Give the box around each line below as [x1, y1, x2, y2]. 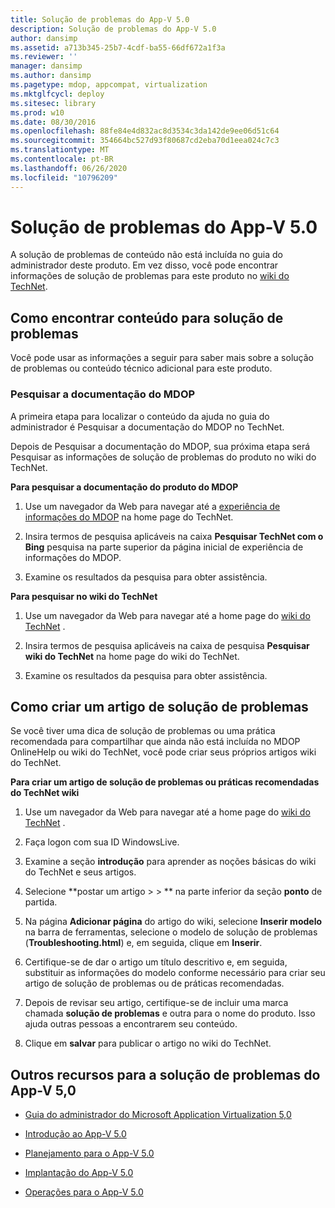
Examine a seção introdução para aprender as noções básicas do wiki [24, 856, 317, 868]
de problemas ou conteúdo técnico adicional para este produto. [10, 362, 273, 375]
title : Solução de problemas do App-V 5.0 [10, 14, 190, 25]
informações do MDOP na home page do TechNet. [24, 511, 234, 523]
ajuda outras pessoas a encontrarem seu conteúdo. [24, 1018, 238, 1030]
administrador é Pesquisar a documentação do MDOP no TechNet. [10, 421, 285, 433]
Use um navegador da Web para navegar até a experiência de [24, 500, 281, 512]
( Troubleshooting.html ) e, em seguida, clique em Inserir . [24, 937, 263, 949]
